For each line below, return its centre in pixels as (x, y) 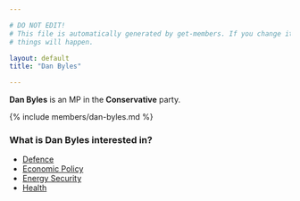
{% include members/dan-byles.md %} (81, 117)
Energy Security (52, 179)
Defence (38, 159)
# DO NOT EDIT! (37, 25)
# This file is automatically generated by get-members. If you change (145, 33)
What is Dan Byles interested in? (81, 140)
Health (34, 188)
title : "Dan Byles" (46, 67)
